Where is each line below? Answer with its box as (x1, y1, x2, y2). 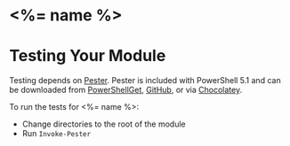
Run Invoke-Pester (21, 128, 92, 139)
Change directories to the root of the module (21, 119, 187, 129)
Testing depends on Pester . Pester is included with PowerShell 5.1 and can (9, 75, 282, 86)
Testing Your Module (9, 46, 166, 66)
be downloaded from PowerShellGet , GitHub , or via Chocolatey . (9, 85, 243, 96)
